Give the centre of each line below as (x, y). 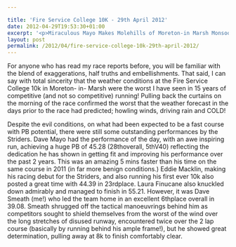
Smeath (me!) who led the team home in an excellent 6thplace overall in (111, 199)
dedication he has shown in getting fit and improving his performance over (115, 154)
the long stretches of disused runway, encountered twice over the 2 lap (111, 221)
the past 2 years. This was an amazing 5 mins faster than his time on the (112, 161)
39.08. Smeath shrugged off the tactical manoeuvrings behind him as (108, 206)
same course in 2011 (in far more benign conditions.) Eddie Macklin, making (117, 169)
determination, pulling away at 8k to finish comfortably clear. (95, 236)
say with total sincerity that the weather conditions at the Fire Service (108, 81)
